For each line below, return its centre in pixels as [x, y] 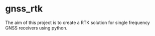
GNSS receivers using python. [36, 27]
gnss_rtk [24, 9]
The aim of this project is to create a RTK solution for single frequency [78, 22]
